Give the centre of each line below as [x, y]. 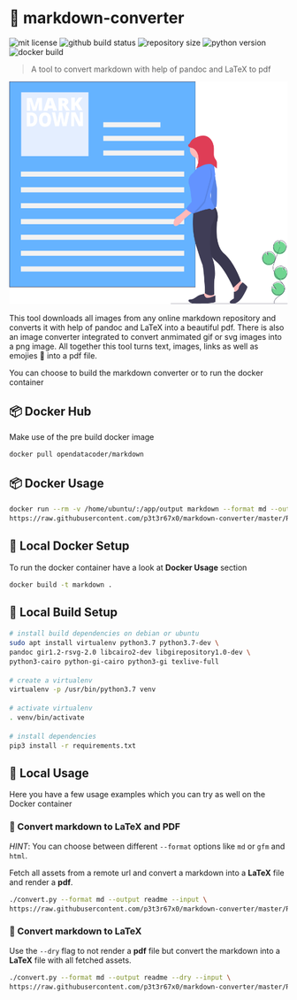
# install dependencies [53, 736]
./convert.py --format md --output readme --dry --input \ [120, 977]
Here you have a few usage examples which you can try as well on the [137, 795]
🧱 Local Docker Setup [69, 546]
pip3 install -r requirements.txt [73, 746]
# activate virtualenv [51, 708]
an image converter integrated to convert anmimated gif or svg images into [146, 337]
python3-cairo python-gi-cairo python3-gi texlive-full [114, 662]
